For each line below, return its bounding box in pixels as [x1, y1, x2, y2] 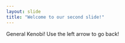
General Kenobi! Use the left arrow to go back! [6, 30, 120, 37]
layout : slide [6, 8, 41, 15]
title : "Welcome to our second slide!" [6, 14, 105, 20]
